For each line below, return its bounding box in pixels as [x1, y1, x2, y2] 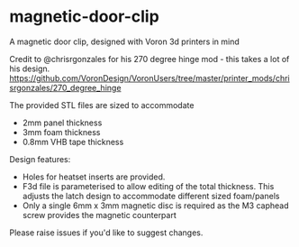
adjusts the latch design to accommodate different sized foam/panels [22, 190, 280, 201]
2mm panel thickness [22, 117, 103, 128]
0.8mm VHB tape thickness [22, 136, 124, 147]
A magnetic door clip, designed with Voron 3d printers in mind [9, 36, 240, 47]
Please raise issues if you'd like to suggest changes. [9, 227, 204, 238]
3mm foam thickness [22, 126, 101, 137]
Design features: [9, 153, 71, 164]
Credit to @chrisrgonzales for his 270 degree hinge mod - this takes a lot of [9, 53, 290, 64]
